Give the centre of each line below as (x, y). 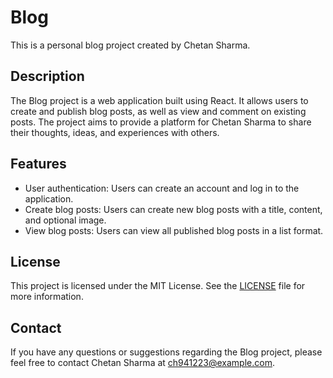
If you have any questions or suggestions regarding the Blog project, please (166, 352)
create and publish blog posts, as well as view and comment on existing (158, 111)
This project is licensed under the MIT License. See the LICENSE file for (158, 286)
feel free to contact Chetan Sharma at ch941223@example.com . (142, 363)
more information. (47, 297)
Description (47, 76)
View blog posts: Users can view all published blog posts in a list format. (174, 230)
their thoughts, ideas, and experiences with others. (115, 132)
